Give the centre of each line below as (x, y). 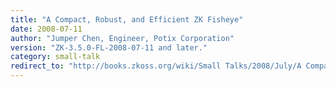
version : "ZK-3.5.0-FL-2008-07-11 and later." (109, 47)
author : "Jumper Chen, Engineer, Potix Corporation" (122, 38)
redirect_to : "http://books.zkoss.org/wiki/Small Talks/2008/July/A (156, 66)
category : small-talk (55, 57)
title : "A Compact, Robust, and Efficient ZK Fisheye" (127, 19)
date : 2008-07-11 (46, 29)
